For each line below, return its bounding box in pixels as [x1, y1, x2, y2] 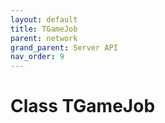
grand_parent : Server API [10, 42, 118, 53]
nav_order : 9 [10, 52, 65, 62]
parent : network [10, 33, 78, 43]
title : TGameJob [10, 24, 78, 34]
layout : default [10, 14, 78, 25]
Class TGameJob [10, 95, 156, 118]
